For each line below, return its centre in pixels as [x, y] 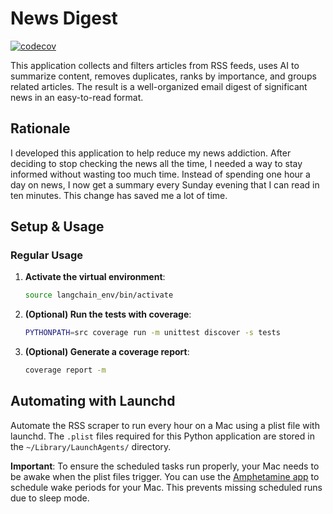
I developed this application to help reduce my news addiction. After [151, 153]
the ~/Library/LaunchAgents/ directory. [91, 446]
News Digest [64, 18]
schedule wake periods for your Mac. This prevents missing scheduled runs [166, 487]
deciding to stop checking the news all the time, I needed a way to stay [156, 163]
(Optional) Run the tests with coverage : [108, 314]
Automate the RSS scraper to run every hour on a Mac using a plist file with [165, 425]
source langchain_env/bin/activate [99, 295]
